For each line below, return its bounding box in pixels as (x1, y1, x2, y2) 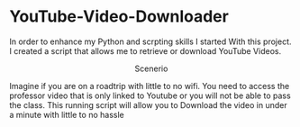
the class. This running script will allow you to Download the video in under (9, 99, 287, 110)
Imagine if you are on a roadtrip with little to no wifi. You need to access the (9, 80, 290, 91)
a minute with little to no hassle (9, 109, 124, 120)
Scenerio (134, 63, 168, 74)
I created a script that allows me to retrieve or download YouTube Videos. (9, 45, 282, 56)
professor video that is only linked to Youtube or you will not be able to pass (9, 90, 291, 101)
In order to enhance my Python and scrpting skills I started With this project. (9, 36, 292, 47)
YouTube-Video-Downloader (9, 6, 230, 27)
